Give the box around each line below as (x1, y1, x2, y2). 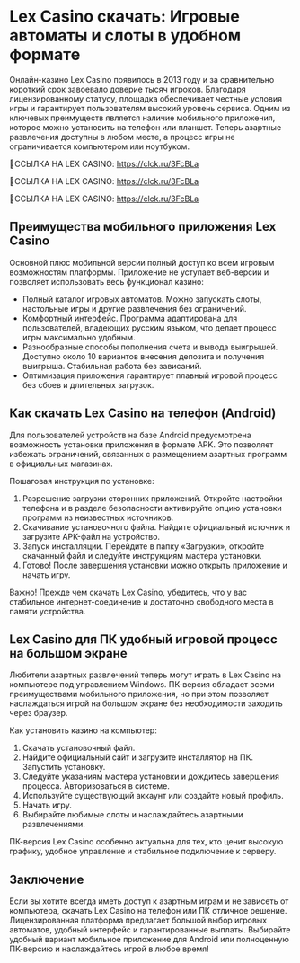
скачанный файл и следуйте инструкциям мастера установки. (22, 550, 262, 561)
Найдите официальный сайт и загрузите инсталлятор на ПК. (22, 752, 254, 763)
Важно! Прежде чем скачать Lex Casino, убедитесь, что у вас (9, 587, 248, 597)
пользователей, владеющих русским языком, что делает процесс (22, 322, 277, 333)
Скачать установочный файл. (22, 743, 136, 754)
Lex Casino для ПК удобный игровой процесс (9, 632, 278, 647)
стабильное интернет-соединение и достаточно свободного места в (9, 596, 274, 607)
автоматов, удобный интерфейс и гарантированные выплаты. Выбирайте (9, 924, 291, 935)
